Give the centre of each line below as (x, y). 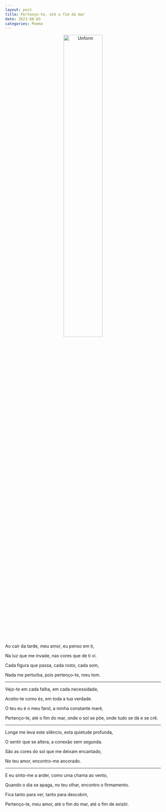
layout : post (19, 10)
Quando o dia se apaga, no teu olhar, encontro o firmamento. (67, 785)
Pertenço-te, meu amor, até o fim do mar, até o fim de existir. (67, 804)
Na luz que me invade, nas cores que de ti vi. (51, 656)
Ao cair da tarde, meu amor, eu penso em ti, (50, 646)
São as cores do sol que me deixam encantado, (54, 752)
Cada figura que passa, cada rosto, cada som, (52, 665)
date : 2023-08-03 (23, 19)
